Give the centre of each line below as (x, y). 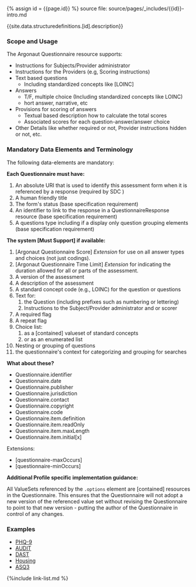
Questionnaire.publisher (44, 387)
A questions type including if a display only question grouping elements (102, 222)
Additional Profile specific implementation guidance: (72, 477)
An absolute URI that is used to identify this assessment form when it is (101, 185)
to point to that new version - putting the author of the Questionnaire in (92, 508)
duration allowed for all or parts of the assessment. (77, 271)
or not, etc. (28, 134)
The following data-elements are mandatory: (60, 162)
